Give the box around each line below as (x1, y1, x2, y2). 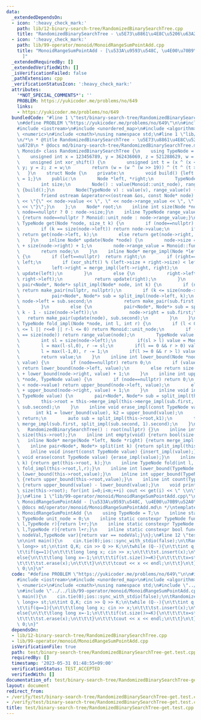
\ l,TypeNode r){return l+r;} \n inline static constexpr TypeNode (17, 521, 194, 527)
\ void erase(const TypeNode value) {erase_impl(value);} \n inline (17, 454, 197, 460)
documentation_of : (6, 677, 52, 683)
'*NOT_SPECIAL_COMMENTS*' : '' (17, 92, 93, 98)
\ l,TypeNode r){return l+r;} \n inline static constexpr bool (17, 527, 184, 533)
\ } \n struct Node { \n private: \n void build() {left (17, 170, 194, 177)
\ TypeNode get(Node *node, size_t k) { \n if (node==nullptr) (17, 220, 194, 226)
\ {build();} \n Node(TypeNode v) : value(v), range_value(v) (17, 187, 191, 193)
